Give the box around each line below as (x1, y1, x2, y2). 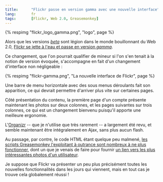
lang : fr (5, 12, 36, 17)
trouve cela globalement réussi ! (5, 172, 69, 178)
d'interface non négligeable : (5, 64, 63, 69)
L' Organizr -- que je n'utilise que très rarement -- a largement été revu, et (5, 122, 152, 128)
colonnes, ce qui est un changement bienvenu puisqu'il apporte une (5, 107, 141, 113)
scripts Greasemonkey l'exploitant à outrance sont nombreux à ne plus (5, 142, 147, 148)
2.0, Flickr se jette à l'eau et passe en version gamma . (5, 44, 113, 50)
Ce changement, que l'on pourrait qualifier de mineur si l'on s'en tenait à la (5, 53, 154, 59)
